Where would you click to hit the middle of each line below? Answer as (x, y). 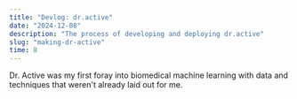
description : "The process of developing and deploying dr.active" (137, 34)
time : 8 (24, 50)
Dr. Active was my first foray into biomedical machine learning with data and (149, 75)
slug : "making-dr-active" (57, 42)
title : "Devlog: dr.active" (61, 17)
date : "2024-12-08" (45, 26)
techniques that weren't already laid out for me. (96, 85)
